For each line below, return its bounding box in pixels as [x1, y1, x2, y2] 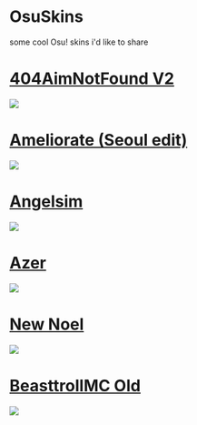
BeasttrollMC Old [9, 375, 141, 396]
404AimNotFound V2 [9, 68, 175, 89]
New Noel [9, 314, 84, 334]
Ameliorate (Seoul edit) [9, 130, 188, 151]
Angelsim [9, 191, 84, 211]
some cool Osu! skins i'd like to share [9, 36, 149, 47]
